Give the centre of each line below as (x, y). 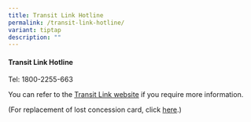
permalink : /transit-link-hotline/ (66, 23)
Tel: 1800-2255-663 (41, 80)
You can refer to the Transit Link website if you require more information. (126, 95)
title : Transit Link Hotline (56, 15)
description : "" (35, 37)
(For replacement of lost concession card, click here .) (95, 109)
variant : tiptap (35, 30)
